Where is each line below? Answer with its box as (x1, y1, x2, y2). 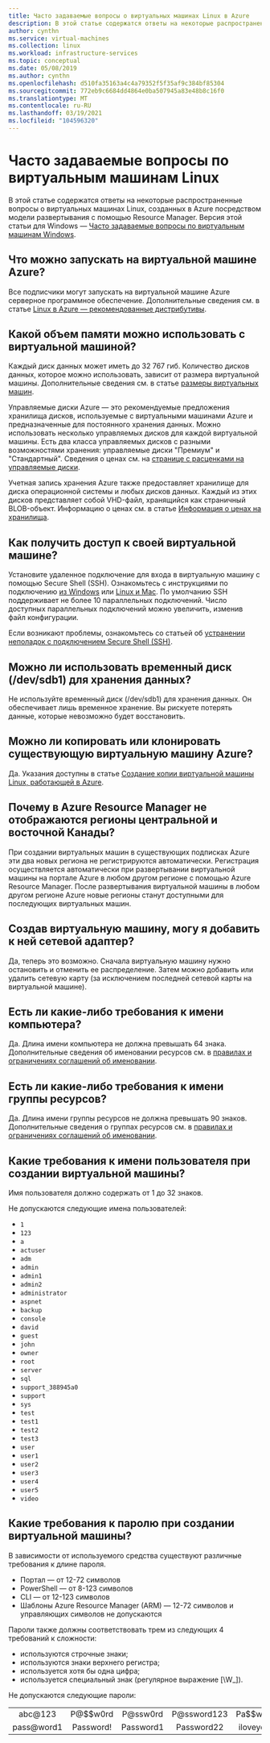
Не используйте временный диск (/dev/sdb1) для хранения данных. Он (8, 694, 252, 704)
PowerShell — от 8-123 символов (19, 1583, 134, 1593)
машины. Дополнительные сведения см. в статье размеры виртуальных (8, 378, 259, 388)
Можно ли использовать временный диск (8, 660, 232, 674)
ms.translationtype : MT (8, 94, 88, 102)
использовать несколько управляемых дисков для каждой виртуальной (8, 428, 258, 438)
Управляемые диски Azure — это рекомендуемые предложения (8, 402, 231, 412)
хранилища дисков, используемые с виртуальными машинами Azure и (8, 411, 253, 421)
